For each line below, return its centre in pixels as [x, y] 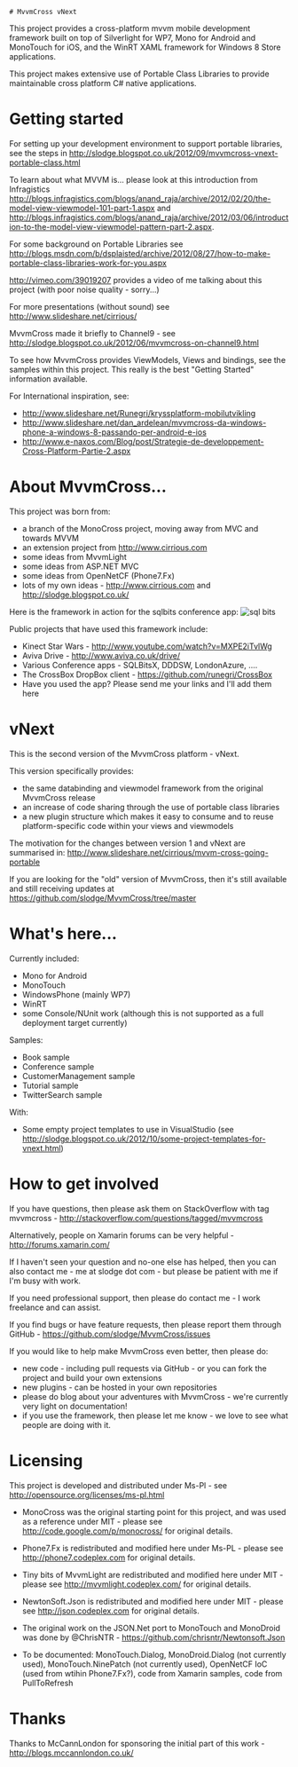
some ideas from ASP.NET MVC [80, 566]
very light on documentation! [74, 1406]
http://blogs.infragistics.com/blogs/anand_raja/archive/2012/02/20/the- [140, 198]
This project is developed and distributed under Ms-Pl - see [118, 1485]
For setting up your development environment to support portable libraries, [146, 143]
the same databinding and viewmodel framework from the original [142, 788]
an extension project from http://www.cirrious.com [114, 547]
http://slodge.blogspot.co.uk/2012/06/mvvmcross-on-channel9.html [134, 343]
